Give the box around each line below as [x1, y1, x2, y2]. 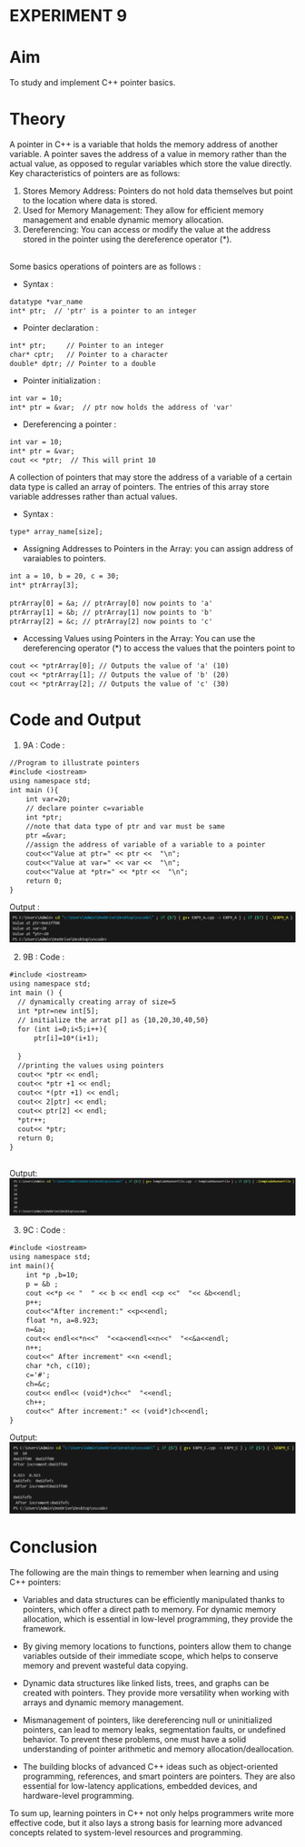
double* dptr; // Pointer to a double [9, 360, 156, 369]
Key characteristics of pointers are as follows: [9, 168, 181, 179]
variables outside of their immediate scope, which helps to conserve [22, 1650, 279, 1661]
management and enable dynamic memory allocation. [22, 214, 224, 225]
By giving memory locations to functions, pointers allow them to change [22, 1641, 292, 1652]
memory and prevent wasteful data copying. [22, 1660, 189, 1671]
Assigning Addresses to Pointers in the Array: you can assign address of [22, 543, 294, 554]
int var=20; [25, 795, 71, 804]
